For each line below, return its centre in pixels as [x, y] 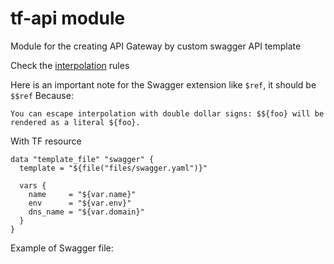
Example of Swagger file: [62, 248]
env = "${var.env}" [80, 203]
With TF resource [46, 141]
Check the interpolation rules [70, 65]
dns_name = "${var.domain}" [86, 212]
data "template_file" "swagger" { [82, 159]
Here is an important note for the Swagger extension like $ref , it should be [163, 84]
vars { [33, 185]
